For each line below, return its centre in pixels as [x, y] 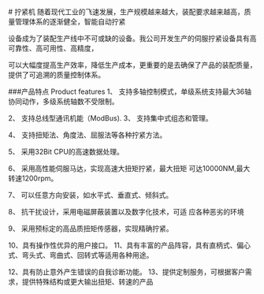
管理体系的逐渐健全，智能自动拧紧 [70, 22]
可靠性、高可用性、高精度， [53, 48]
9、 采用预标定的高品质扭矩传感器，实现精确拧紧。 [91, 229]
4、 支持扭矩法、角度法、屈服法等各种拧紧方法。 [87, 135]
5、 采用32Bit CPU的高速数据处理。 [66, 152]
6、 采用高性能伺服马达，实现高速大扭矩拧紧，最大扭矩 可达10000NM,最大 [129, 168]
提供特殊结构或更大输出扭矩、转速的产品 [87, 282]
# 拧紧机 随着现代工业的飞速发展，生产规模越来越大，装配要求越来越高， [126, 12]
